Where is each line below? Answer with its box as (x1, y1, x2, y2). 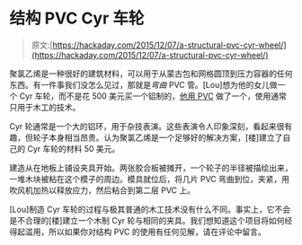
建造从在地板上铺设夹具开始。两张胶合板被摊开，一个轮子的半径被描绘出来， (9, 162, 293, 173)
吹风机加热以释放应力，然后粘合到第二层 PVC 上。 (9, 185, 196, 196)
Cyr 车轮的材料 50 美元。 (26, 143, 120, 153)
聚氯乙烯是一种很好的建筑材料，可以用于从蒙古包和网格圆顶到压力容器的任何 (9, 68, 293, 79)
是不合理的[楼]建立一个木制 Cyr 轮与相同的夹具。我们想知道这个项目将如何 (9, 214, 285, 225)
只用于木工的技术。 (9, 101, 81, 112)
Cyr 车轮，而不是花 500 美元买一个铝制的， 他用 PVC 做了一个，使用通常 (19, 91, 288, 101)
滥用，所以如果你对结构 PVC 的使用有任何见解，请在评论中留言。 (24, 226, 267, 237)
